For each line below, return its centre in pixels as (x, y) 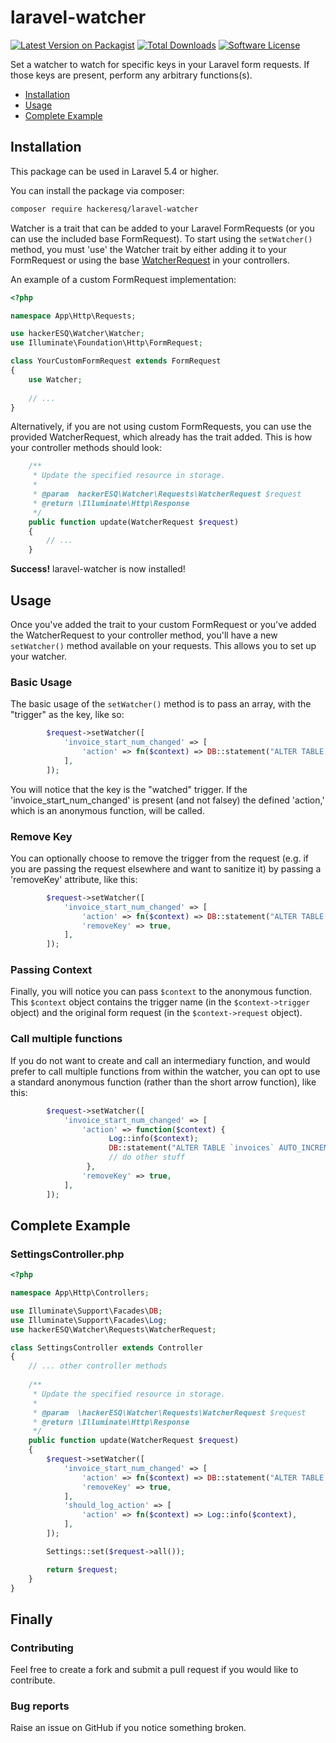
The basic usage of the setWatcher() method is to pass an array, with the (161, 704)
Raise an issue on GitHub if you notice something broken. (128, 1728)
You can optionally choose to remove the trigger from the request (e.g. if (160, 858)
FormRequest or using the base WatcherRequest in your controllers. (150, 260)
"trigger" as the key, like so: (67, 715)
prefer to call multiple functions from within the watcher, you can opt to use (165, 1071)
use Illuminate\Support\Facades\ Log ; (89, 1320)
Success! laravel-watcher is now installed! (98, 569)
